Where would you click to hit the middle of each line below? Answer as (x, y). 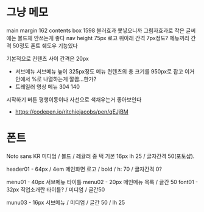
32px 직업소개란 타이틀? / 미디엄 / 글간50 (56, 190)
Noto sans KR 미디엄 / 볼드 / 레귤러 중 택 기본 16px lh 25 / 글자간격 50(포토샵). (100, 156)
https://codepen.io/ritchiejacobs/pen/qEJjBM (72, 111)
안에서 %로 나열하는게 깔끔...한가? (56, 79)
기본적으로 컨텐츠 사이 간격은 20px (48, 58)
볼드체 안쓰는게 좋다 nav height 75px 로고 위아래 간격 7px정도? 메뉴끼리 (104, 38)
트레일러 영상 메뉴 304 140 (47, 86)
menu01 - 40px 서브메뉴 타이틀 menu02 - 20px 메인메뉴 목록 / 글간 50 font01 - (102, 182)
